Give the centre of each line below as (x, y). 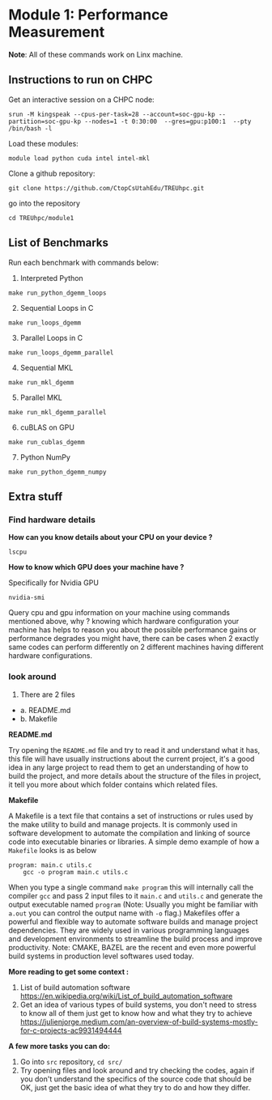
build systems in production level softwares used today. (101, 956)
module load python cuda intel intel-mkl (79, 158)
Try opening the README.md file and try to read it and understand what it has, (134, 750)
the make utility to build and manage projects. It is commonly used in (123, 824)
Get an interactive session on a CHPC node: (82, 100)
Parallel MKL (41, 397)
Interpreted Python (51, 278)
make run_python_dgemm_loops (57, 293)
